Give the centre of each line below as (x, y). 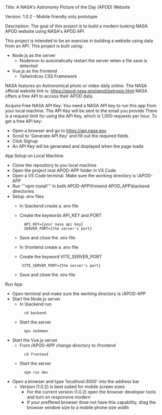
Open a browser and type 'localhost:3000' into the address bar (76, 381)
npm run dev (36, 372)
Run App (14, 284)
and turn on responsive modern (58, 397)
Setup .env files (28, 196)
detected (29, 66)
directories (23, 191)
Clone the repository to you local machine (54, 165)
